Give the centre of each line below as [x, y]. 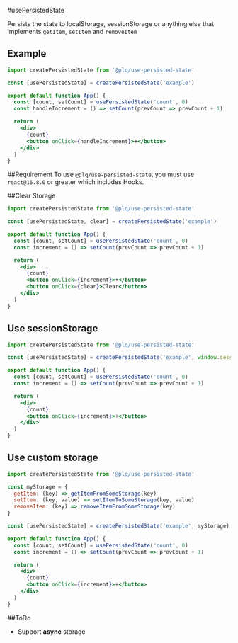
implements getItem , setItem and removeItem [72, 32]
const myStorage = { [38, 487]
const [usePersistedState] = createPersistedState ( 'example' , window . [114, 358]
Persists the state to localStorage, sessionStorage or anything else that [111, 24]
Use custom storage [53, 458]
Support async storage [52, 631]
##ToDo [19, 618]
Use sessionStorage [53, 329]
